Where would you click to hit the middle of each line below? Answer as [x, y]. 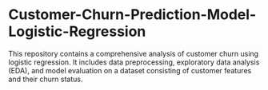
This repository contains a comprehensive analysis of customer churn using [133, 53]
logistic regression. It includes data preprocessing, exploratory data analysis [134, 62]
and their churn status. [46, 79]
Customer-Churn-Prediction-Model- [132, 15]
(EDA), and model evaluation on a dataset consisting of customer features [130, 70]
